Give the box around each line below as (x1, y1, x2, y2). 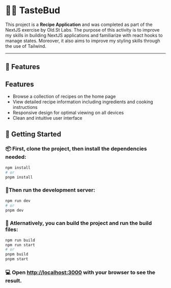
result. (5, 277, 22, 284)
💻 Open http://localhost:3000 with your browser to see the (5, 269, 156, 276)
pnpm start (5, 256, 28, 262)
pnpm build (5, 252, 28, 257)
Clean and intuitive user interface (12, 115, 82, 121)
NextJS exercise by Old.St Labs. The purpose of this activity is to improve (5, 26, 160, 33)
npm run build (5, 238, 36, 243)
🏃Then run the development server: (5, 187, 96, 194)
